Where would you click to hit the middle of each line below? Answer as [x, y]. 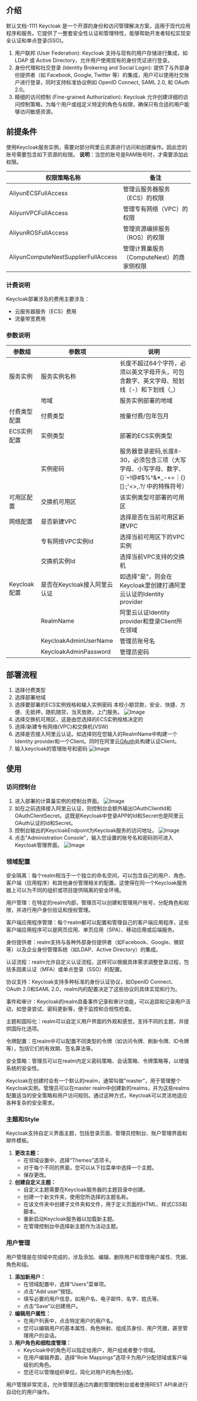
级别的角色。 [39, 1365]
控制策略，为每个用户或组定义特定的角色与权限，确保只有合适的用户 [102, 104]
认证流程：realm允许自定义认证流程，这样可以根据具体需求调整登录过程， [95, 962]
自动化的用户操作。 [29, 1392]
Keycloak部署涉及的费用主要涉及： [48, 298]
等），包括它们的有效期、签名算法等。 [51, 1049]
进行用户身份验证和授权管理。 [57, 910]
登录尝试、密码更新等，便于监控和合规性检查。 [78, 1009]
